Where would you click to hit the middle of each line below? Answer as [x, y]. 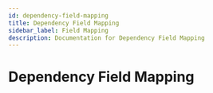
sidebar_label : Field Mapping [59, 30]
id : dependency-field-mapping [59, 15]
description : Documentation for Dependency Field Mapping [106, 38]
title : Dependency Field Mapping [64, 23]
